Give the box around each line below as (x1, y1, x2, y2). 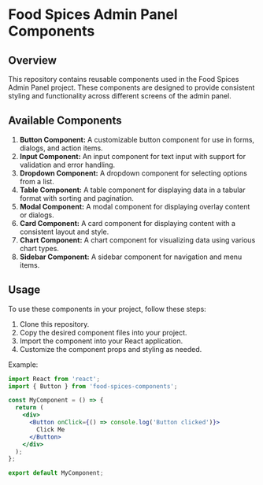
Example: (8, 360, 39, 369)
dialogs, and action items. (19, 143, 104, 153)
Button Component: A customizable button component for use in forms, (19, 135, 254, 144)
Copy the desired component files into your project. (19, 328, 187, 337)
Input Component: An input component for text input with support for (19, 151, 246, 161)
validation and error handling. (19, 160, 116, 169)
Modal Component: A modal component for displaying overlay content (19, 202, 250, 211)
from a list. (19, 176, 55, 186)
